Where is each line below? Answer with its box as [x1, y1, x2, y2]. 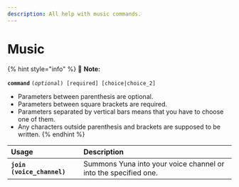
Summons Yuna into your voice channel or [83, 159, 225, 169]
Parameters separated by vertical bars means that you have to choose [17, 107, 224, 116]
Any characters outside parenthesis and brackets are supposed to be [17, 122, 221, 131]
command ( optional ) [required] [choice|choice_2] [7, 80, 156, 87]
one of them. [17, 114, 55, 123]
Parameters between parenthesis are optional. [17, 92, 154, 100]
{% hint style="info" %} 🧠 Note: [7, 65, 101, 73]
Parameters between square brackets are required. [17, 100, 168, 108]
